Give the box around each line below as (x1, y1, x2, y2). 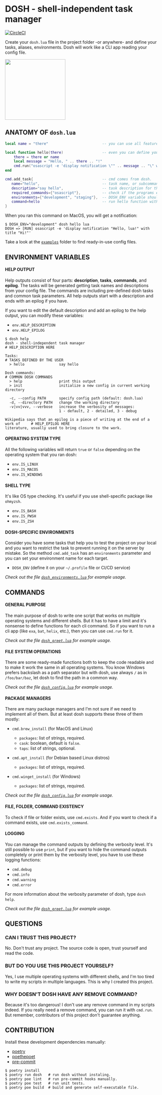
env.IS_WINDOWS (12, 472, 43, 477)
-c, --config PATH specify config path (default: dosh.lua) (9, 396, 144, 401)
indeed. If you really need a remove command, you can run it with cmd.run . (5, 1007, 153, 1013)
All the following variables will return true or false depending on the (5, 446, 141, 452)
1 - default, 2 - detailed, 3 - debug (58, 408, 137, 413)
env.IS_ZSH (12, 519, 34, 524)
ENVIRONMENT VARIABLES (5, 253, 90, 261)
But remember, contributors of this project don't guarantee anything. (5, 1012, 141, 1018)
